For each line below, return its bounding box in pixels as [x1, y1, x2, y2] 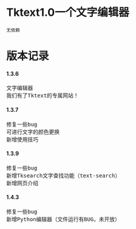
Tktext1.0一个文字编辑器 [6, 5, 129, 19]
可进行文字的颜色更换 [6, 128, 59, 135]
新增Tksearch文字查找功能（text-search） [6, 172, 121, 179]
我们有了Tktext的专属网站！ [6, 92, 79, 99]
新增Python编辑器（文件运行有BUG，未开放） [6, 216, 120, 222]
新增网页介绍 [6, 180, 38, 186]
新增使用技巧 [6, 136, 38, 143]
